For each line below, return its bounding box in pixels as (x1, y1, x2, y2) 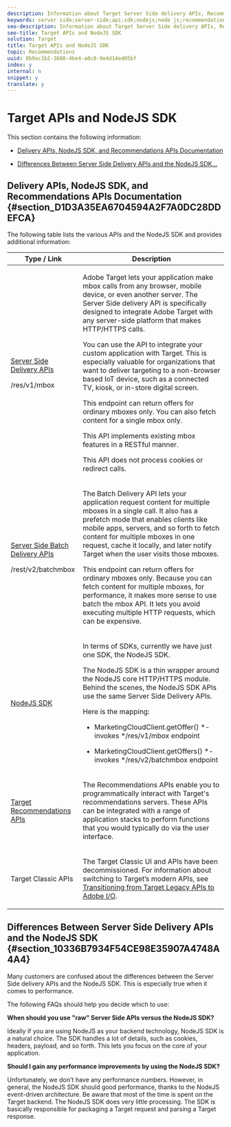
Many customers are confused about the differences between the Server (7, 972, 214, 980)
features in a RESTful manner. (82, 440, 179, 449)
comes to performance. (7, 986, 74, 995)
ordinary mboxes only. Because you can (82, 573, 212, 582)
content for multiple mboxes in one (82, 532, 195, 541)
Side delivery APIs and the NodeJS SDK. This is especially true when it (7, 979, 208, 988)
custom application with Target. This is (82, 349, 208, 358)
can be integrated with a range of (82, 806, 190, 815)
